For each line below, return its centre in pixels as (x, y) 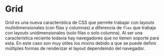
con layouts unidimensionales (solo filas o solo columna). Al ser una (74, 33)
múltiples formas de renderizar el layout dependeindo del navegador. (75, 48)
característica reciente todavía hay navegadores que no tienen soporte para (82, 38)
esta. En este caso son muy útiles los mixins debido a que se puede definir (81, 43)
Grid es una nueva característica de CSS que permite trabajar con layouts (80, 22)
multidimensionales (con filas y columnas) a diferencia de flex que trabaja (81, 27)
